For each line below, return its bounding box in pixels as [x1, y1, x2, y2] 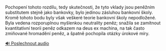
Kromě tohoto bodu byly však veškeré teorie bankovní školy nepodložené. [5, 15, 157, 20]
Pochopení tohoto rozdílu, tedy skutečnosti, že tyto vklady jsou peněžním [5, 4, 155, 10]
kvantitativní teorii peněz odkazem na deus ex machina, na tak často [5, 25, 145, 31]
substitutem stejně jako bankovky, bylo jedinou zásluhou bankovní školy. [5, 9, 153, 15]
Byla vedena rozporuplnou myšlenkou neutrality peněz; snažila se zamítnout [5, 20, 161, 26]
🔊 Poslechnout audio [5, 41, 50, 46]
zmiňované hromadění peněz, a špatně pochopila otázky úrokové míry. [5, 31, 150, 36]
